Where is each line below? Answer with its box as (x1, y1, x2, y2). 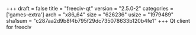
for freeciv (6, 23, 32, 30)
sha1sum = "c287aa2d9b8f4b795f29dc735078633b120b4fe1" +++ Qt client (6, 17, 191, 24)
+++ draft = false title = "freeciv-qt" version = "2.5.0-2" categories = (6, 5, 173, 12)
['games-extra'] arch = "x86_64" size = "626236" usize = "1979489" (6, 11, 173, 18)
